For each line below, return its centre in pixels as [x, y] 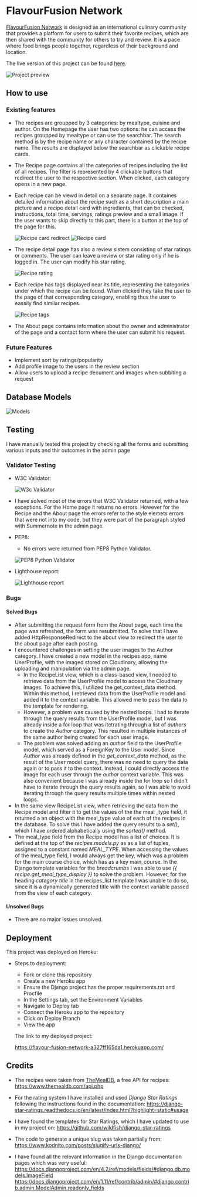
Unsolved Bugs [25, 906]
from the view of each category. [53, 892]
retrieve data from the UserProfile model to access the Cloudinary [103, 681]
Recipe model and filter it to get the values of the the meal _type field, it [101, 811]
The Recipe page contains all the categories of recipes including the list [101, 165]
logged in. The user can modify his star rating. [70, 262]
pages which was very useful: [51, 1162]
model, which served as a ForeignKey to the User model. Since [99, 749]
